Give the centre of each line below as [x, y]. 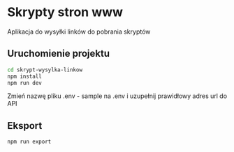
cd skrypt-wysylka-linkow [45, 70]
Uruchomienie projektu [59, 54]
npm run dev [24, 83]
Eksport [25, 126]
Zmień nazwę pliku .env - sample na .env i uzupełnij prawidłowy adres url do [117, 96]
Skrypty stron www [65, 12]
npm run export [29, 142]
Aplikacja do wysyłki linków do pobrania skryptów [79, 32]
